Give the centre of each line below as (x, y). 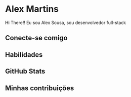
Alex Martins (32, 9)
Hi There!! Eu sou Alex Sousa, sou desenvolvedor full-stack (65, 23)
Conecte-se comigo (36, 38)
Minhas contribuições (40, 88)
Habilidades (24, 55)
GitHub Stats (25, 71)
